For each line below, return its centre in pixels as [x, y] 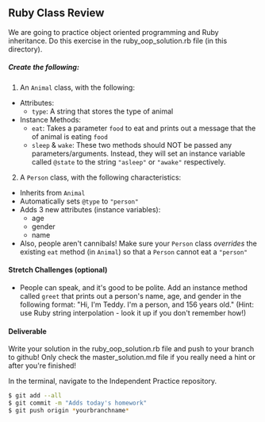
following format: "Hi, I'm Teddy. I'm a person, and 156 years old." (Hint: [136, 304]
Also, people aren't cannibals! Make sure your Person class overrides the [138, 243]
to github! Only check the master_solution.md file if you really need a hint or [132, 358]
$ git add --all [35, 396]
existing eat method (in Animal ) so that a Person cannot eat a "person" [134, 252]
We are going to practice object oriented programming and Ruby [114, 32]
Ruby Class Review [56, 13]
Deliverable [28, 331]
